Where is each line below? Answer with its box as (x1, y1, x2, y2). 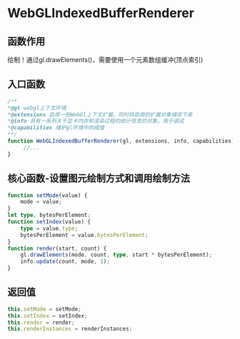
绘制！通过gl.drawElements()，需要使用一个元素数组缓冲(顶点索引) (7, 56, 204, 64)
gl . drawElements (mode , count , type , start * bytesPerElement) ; (20, 251, 213, 258)
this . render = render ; (7, 319, 75, 326)
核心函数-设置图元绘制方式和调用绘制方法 (7, 173, 191, 185)
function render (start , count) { (7, 245, 107, 252)
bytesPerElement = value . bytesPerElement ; (20, 231, 149, 238)
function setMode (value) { (7, 191, 88, 199)
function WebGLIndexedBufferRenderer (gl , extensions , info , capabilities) (7, 138, 235, 145)
